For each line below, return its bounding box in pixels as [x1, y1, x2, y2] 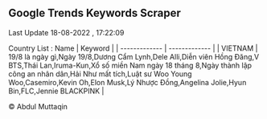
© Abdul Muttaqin [8, 101, 68, 111]
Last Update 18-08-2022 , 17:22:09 [8, 27, 125, 37]
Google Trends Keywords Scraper [8, 6, 181, 20]
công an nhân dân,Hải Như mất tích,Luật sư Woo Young [8, 68, 192, 79]
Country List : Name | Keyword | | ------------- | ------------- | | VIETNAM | [8, 43, 258, 53]
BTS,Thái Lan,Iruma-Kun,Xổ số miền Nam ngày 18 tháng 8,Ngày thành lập [8, 60, 252, 70]
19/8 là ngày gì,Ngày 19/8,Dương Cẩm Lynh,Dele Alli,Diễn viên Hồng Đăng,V [8, 51, 260, 61]
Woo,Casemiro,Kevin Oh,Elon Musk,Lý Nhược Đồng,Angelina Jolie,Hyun [8, 77, 247, 87]
